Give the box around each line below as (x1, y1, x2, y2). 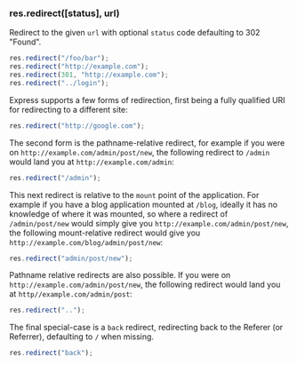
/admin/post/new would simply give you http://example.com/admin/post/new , (9, 218, 289, 228)
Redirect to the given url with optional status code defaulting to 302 (9, 28, 261, 38)
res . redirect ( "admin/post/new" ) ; (9, 254, 133, 263)
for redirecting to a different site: (9, 104, 129, 115)
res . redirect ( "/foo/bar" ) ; (9, 54, 109, 63)
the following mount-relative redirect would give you (9, 227, 201, 238)
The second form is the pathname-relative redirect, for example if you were (9, 137, 285, 148)
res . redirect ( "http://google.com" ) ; (9, 121, 145, 131)
